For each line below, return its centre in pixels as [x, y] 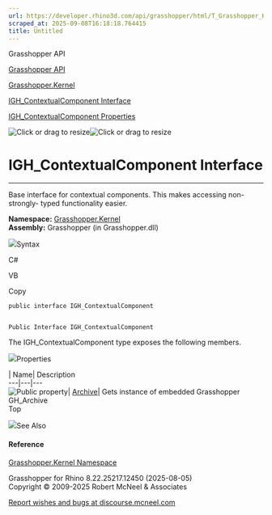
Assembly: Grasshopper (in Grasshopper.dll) [84, 228]
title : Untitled [36, 31]
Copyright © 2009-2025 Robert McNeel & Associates [98, 487]
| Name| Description [42, 375]
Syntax [28, 244]
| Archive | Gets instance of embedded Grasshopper [154, 392]
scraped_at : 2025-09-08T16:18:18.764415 [78, 23]
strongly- [23, 204]
